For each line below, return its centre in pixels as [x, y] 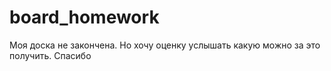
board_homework [84, 17]
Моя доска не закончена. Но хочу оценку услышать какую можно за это [165, 45]
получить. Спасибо [50, 55]
